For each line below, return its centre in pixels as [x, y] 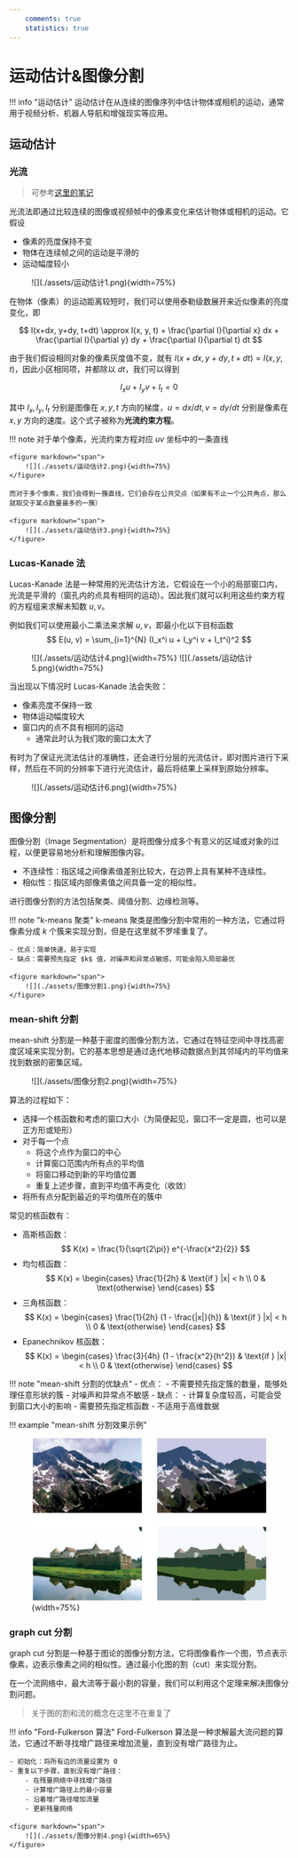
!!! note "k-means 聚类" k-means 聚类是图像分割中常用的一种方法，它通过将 [147, 920]
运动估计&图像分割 [77, 76]
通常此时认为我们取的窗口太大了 [94, 738]
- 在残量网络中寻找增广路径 [69, 1781]
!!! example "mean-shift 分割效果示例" [78, 1425]
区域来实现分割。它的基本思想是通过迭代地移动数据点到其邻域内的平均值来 [153, 1051]
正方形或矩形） [49, 1130]
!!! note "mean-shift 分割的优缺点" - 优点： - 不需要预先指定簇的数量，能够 [145, 1384]
